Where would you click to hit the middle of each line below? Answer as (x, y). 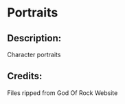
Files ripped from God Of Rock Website (62, 93)
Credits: (25, 76)
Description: (34, 38)
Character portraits (34, 54)
